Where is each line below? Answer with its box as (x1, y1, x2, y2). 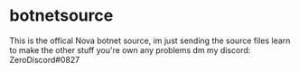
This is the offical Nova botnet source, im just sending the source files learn (9, 35, 291, 46)
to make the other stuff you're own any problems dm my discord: (9, 44, 251, 55)
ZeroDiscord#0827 (9, 54, 80, 65)
